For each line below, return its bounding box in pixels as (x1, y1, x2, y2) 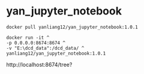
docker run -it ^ (6, 34, 50, 40)
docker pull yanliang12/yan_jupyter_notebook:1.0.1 (6, 24, 138, 30)
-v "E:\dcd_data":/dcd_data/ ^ (6, 45, 85, 51)
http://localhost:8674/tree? (6, 61, 73, 68)
